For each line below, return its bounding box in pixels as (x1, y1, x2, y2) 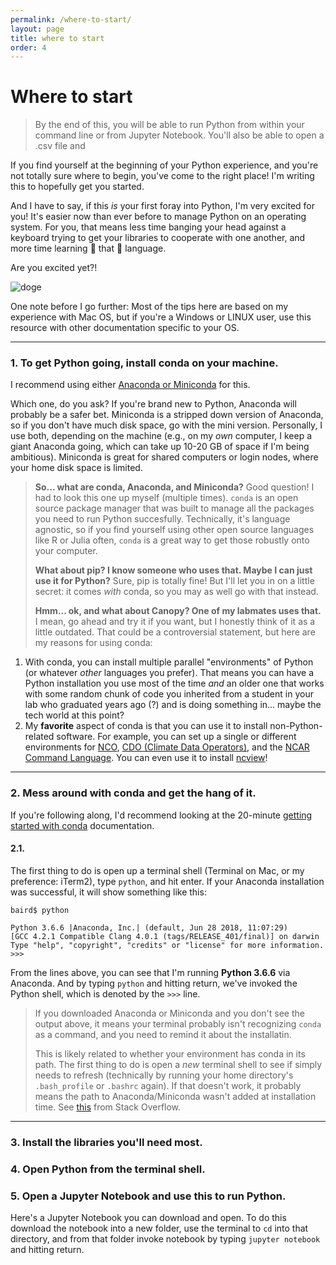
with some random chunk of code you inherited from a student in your (24, 688, 314, 700)
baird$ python (10, 905, 70, 915)
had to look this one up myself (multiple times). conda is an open (34, 492, 299, 504)
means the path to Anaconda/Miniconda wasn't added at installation (34, 1090, 317, 1102)
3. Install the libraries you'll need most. (10, 1135, 203, 1149)
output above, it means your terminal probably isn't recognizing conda (34, 1017, 322, 1030)
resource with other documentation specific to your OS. (10, 322, 240, 334)
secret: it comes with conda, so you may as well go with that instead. (34, 586, 319, 598)
